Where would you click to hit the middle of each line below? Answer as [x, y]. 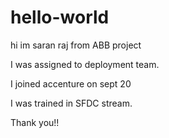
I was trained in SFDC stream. [71, 103]
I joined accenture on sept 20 [71, 83]
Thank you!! [35, 122]
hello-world [60, 17]
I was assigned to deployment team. [85, 64]
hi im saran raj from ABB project [76, 45]
